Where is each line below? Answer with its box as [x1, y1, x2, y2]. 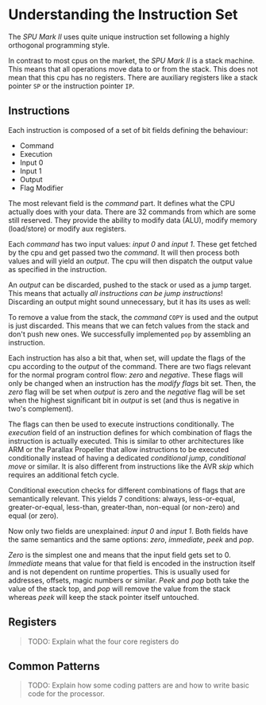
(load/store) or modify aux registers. [8, 224, 127, 233]
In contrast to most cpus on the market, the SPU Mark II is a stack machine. [8, 56, 256, 65]
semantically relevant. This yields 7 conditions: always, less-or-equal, [8, 493, 236, 503]
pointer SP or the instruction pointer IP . [8, 81, 135, 91]
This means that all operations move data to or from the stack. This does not [8, 64, 258, 73]
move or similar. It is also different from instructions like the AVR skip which [8, 462, 254, 471]
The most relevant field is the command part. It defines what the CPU [8, 198, 236, 208]
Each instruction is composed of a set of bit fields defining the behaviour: [8, 125, 249, 134]
